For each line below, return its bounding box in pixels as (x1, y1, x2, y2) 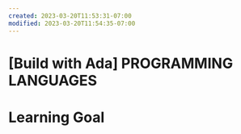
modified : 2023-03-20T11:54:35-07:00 (8, 19, 136, 27)
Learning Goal (8, 108, 105, 126)
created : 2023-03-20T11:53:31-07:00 (8, 11, 132, 20)
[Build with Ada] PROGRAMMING (8, 54, 233, 73)
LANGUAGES (8, 71, 98, 90)
